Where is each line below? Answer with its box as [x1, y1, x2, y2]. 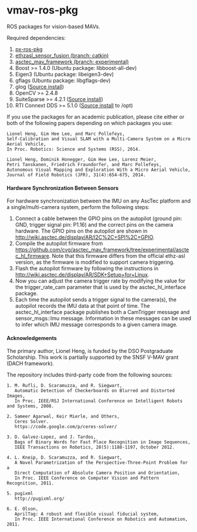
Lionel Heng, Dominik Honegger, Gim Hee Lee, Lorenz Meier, [6, 156, 157, 162]
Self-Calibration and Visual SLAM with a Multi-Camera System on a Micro [6, 136, 191, 142]
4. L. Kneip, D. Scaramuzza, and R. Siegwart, [6, 454, 123, 461]
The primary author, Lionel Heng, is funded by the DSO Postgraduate [6, 348, 174, 355]
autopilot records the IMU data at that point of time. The [15, 302, 150, 309]
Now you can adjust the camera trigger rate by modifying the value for [15, 277, 186, 285]
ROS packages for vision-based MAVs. [6, 23, 100, 30]
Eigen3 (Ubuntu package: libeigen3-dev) [15, 70, 114, 78]
